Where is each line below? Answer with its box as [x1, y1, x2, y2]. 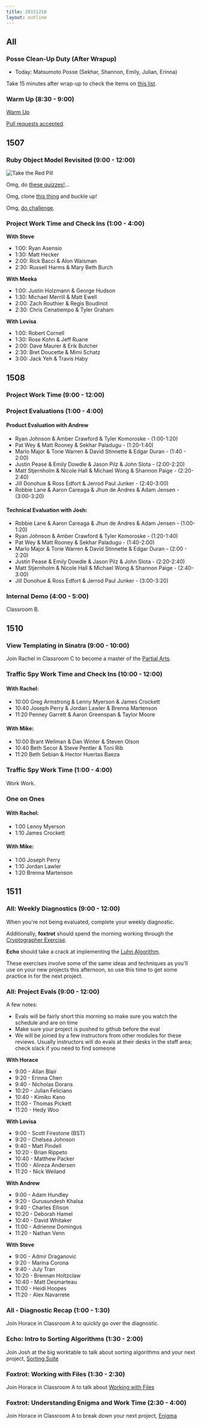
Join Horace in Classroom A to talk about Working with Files [6, 1384, 155, 1391]
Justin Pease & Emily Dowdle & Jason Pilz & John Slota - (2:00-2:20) [14, 461, 185, 468]
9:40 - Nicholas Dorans [14, 1080, 73, 1088]
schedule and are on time [14, 1019, 78, 1026]
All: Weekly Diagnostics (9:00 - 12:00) [6, 904, 121, 913]
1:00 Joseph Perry [14, 856, 61, 863]
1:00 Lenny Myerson [14, 823, 66, 830]
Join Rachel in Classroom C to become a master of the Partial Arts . [6, 655, 171, 662]
